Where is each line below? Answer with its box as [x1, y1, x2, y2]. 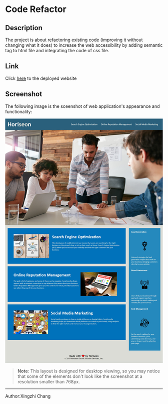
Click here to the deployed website [5, 75, 77, 81]
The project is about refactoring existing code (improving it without [5, 37, 143, 43]
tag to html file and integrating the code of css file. [5, 48, 109, 53]
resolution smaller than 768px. [17, 379, 80, 385]
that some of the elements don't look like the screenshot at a [17, 373, 142, 379]
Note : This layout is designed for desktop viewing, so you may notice [17, 368, 160, 374]
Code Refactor [5, 4, 66, 15]
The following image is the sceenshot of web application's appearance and [5, 103, 160, 109]
